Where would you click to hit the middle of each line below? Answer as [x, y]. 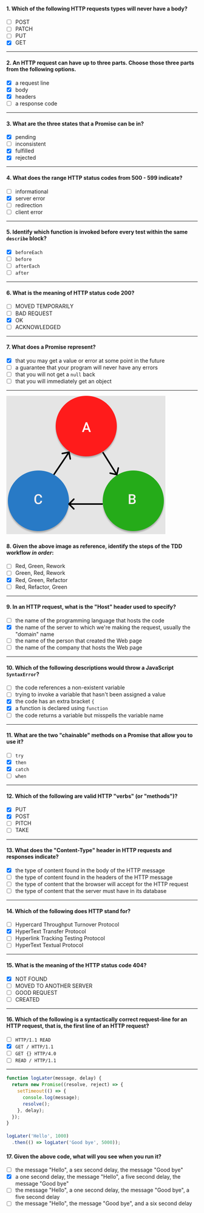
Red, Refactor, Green [41, 587]
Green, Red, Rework [40, 573]
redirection [29, 205]
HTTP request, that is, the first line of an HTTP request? [78, 1026]
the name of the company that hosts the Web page [79, 648]
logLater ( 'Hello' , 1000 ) [38, 1136]
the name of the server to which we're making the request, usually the [103, 627]
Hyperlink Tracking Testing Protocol [60, 938]
